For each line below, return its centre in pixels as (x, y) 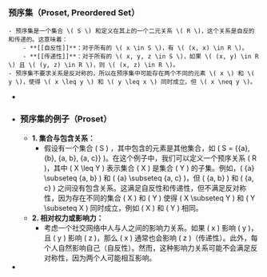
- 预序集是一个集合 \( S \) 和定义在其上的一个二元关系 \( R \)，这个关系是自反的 (132, 31)
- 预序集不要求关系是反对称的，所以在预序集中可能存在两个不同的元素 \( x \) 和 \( (132, 73)
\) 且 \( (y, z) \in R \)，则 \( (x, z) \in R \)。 (94, 65)
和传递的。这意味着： (38, 40)
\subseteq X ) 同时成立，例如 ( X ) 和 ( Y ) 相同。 (123, 208)
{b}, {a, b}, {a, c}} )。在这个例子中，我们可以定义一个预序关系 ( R (150, 158)
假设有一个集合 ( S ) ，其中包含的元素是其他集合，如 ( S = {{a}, (147, 148)
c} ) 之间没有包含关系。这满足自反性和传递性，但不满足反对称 (145, 188)
